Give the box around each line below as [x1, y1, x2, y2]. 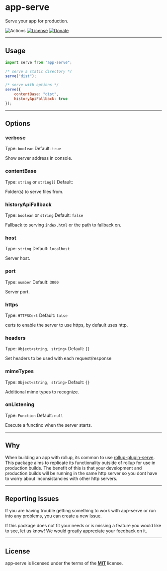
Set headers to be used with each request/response [5, 355, 112, 362]
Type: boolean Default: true [5, 146, 61, 152]
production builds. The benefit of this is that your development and [5, 465, 142, 471]
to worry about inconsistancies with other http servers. [5, 476, 118, 481]
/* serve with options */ [5, 83, 59, 88]
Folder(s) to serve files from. [5, 189, 64, 194]
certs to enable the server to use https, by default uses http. [5, 322, 128, 328]
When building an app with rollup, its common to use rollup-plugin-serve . [5, 454, 155, 460]
